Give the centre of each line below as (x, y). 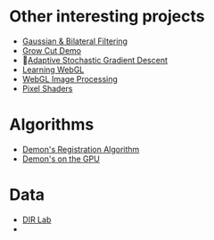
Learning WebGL (53, 70)
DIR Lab (37, 219)
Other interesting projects (107, 17)
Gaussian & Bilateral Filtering (74, 41)
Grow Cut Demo (52, 50)
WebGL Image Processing (70, 79)
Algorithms (52, 124)
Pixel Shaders (47, 88)
